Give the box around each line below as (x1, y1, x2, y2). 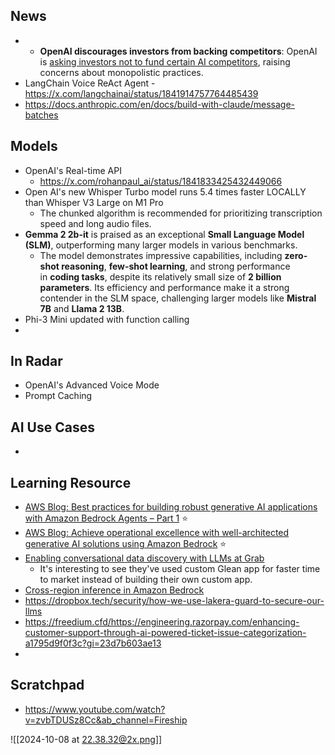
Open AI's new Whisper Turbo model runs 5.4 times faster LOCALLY (24, 185, 307, 198)
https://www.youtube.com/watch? (24, 703, 166, 715)
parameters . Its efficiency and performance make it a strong (39, 281, 290, 293)
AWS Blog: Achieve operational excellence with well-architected (24, 527, 290, 539)
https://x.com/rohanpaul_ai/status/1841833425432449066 (39, 175, 283, 187)
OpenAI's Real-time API (24, 164, 122, 176)
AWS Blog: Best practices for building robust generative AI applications (24, 501, 318, 513)
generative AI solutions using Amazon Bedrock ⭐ (24, 538, 227, 550)
